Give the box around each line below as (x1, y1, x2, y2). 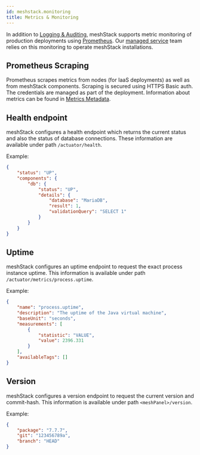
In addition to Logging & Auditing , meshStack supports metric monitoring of (6, 30, 192, 38)
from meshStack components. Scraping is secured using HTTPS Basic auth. (6, 83, 193, 90)
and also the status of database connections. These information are (6, 135, 173, 142)
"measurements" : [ (17, 321, 63, 327)
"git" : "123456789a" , (17, 433, 70, 439)
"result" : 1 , (48, 203, 82, 209)
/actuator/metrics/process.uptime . (6, 276, 94, 283)
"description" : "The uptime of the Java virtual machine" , (17, 310, 167, 316)
